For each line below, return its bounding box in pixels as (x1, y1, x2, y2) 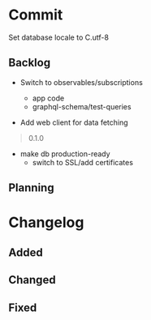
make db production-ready (19, 148, 111, 159)
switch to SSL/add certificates (32, 157, 134, 167)
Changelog (8, 213, 84, 232)
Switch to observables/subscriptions (19, 77, 144, 87)
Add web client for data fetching (19, 117, 128, 127)
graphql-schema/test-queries (32, 101, 132, 111)
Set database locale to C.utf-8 (8, 32, 110, 42)
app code (32, 93, 65, 103)
